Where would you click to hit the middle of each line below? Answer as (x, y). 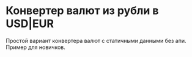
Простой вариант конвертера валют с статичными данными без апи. (96, 40)
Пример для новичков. (35, 47)
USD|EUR (30, 24)
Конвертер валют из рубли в (82, 11)
